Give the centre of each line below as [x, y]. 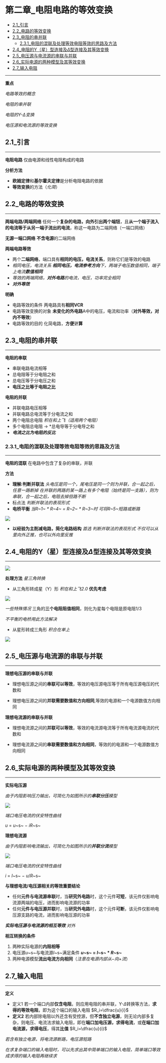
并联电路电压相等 [30, 408]
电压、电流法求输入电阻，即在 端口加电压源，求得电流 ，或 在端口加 [92, 1022]
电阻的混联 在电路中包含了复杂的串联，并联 [49, 463]
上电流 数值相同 [27, 271]
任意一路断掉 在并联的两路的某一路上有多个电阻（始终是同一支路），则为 [85, 490]
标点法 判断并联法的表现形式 [41, 503]
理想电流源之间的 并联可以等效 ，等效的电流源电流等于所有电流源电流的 [83, 728]
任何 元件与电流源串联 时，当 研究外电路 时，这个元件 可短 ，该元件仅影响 [83, 896]
